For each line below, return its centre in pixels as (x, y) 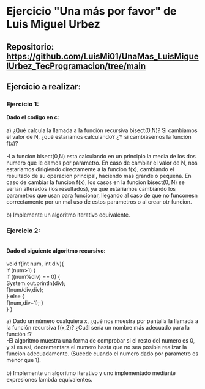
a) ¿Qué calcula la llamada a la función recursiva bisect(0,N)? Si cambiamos (102, 130)
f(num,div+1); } (25, 302)
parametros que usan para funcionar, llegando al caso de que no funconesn (102, 195)
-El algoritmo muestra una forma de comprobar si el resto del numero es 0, (101, 340)
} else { (15, 296)
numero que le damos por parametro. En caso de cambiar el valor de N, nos (102, 163)
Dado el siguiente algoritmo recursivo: (56, 250)
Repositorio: (30, 47)
